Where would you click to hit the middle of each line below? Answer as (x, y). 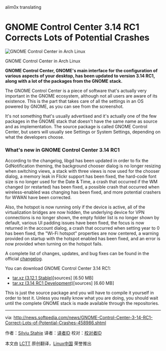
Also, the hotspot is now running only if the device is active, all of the (75, 207)
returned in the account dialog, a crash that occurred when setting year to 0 (82, 228)
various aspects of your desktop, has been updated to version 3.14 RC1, (80, 76)
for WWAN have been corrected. (38, 198)
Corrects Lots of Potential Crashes (77, 38)
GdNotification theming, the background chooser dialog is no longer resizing (83, 166)
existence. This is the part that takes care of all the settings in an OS (74, 101)
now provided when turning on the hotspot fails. (54, 244)
